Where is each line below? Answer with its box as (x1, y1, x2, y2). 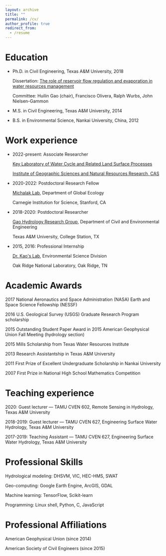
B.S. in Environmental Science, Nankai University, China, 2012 (12, 117, 139, 123)
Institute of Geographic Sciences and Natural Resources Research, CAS (12, 170, 160, 177)
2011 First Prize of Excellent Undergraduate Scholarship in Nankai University (5, 360, 161, 366)
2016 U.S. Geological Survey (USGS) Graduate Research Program (5, 311, 139, 317)
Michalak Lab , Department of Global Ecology (12, 189, 104, 195)
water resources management (12, 83, 74, 89)
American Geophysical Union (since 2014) (5, 536, 91, 542)
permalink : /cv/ (5, 16, 39, 21)
